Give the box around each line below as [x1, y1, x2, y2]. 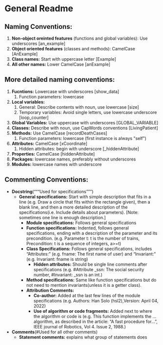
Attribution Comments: [26, 287, 74, 293]
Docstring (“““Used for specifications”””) [11, 188, 94, 194]
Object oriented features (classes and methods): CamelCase [11, 46, 135, 51]
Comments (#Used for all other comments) [11, 329, 98, 335]
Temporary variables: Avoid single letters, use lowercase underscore [19, 109, 157, 115]
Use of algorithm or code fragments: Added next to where [33, 308, 152, 314]
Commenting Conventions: [4, 176, 89, 184]
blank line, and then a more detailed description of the [19, 204, 128, 210]
